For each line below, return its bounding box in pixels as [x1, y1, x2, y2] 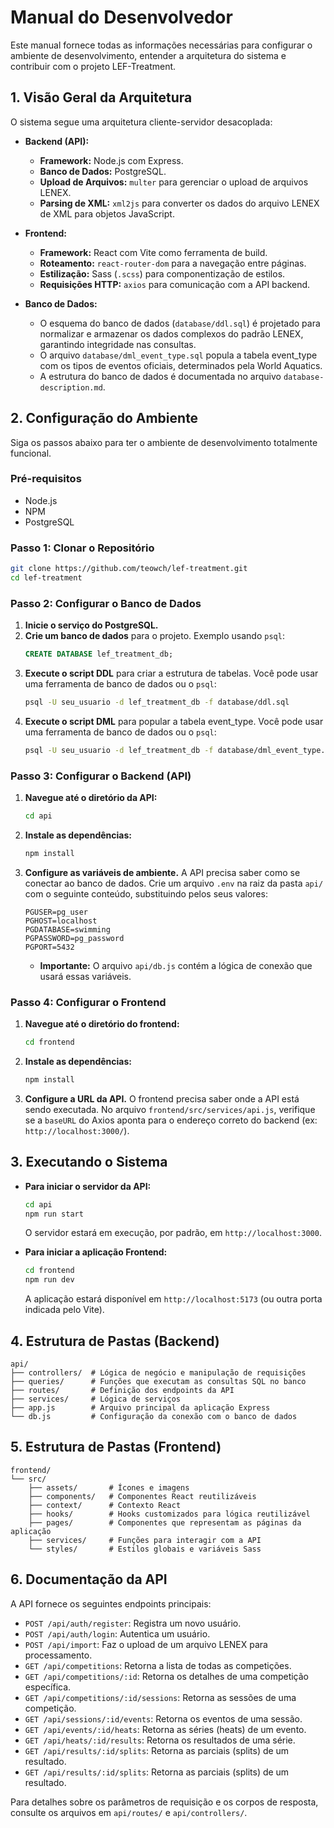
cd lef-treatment [10, 573, 83, 583]
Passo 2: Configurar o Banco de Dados [10, 596, 202, 610]
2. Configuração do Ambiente [10, 410, 199, 427]
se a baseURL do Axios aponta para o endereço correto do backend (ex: [24, 1114, 318, 1126]
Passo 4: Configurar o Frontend [10, 995, 167, 1009]
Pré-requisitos [10, 472, 82, 486]
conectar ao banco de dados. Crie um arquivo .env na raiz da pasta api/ [24, 877, 324, 889]
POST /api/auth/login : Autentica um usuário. [24, 1627, 211, 1640]
